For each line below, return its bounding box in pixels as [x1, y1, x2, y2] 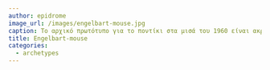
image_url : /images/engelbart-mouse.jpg [8, 19, 146, 27]
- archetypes [15, 49, 59, 57]
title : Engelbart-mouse [8, 34, 88, 43]
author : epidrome [8, 11, 67, 20]
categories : [8, 42, 48, 50]
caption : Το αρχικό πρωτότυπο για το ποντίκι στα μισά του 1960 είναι [8, 27, 250, 35]
